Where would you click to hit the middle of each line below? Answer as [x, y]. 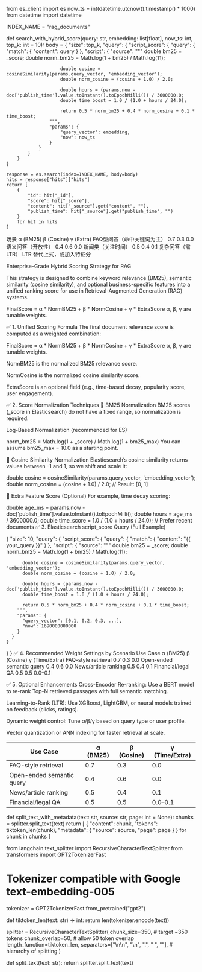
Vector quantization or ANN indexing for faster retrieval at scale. [86, 733]
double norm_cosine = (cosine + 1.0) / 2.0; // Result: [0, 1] [77, 484]
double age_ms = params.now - [46, 507]
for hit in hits [38, 222]
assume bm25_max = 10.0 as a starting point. [62, 448]
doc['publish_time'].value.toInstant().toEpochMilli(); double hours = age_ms [99, 514]
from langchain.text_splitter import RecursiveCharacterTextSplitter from [95, 848]
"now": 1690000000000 [49, 626]
